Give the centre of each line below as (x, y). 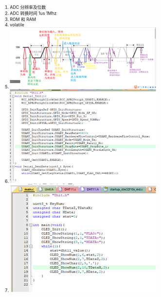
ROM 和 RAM (23, 19)
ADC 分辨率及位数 (28, 7)
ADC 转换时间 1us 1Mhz (33, 13)
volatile (17, 25)
